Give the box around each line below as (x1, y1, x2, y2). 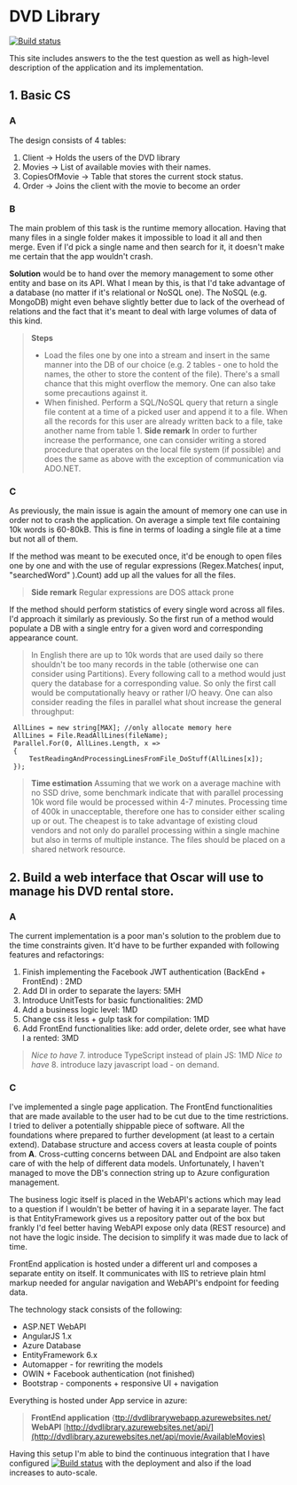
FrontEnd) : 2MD (21, 975, 82, 987)
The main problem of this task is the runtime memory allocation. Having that (9, 222, 286, 233)
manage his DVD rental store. (9, 884, 175, 899)
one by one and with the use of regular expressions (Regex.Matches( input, (9, 560, 285, 571)
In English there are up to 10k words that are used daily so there (30, 650, 264, 661)
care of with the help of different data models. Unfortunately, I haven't (9, 1158, 264, 1169)
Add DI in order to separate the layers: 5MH (21, 985, 182, 996)
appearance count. (9, 632, 79, 643)
